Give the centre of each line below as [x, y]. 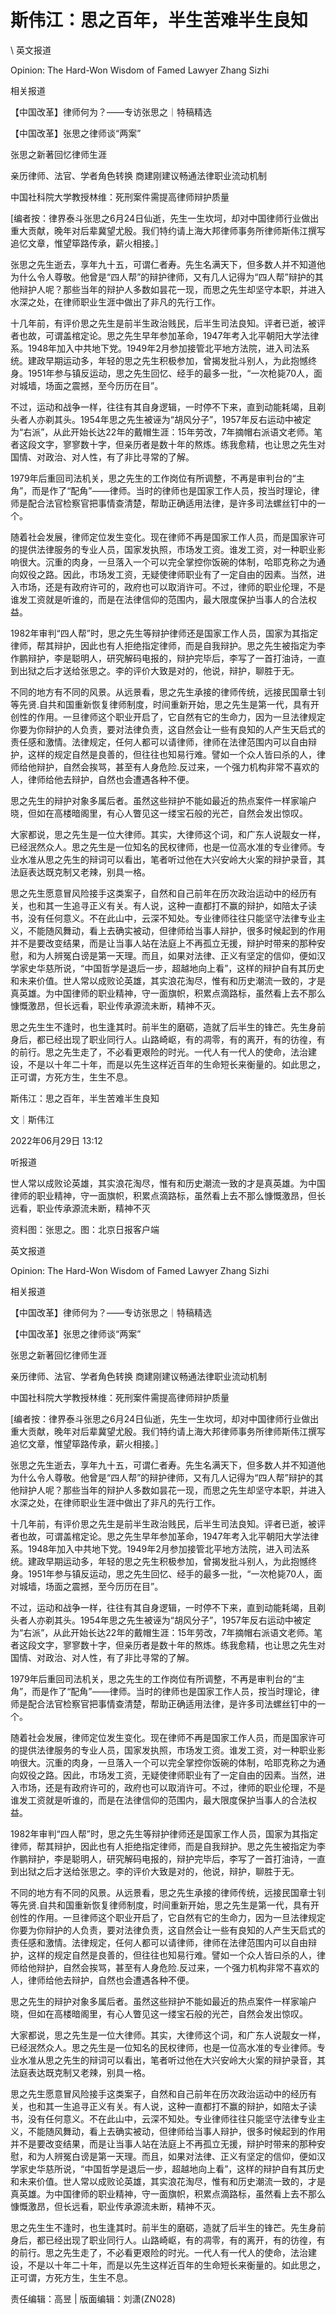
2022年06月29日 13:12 [56, 1140]
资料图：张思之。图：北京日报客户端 [85, 1229]
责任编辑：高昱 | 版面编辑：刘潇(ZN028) [93, 2298]
